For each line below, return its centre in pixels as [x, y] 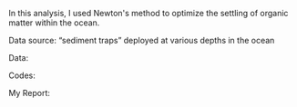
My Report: [30, 93]
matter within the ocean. [54, 23]
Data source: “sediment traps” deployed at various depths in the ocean [142, 40]
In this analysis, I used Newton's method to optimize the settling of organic [148, 13]
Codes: [22, 75]
